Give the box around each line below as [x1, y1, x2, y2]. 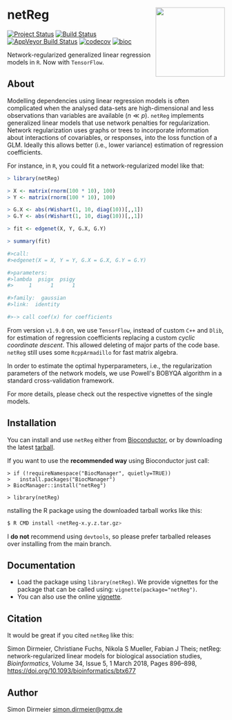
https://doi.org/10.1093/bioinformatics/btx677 [7, 667, 136, 675]
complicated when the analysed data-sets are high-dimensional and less [7, 104, 214, 112]
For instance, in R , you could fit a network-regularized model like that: [7, 161, 205, 170]
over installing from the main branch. [7, 539, 112, 547]
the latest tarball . [7, 443, 55, 451]
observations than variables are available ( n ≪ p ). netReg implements [7, 111, 204, 119]
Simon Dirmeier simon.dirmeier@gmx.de [7, 705, 123, 713]
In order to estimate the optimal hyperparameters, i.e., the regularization [7, 361, 213, 370]
